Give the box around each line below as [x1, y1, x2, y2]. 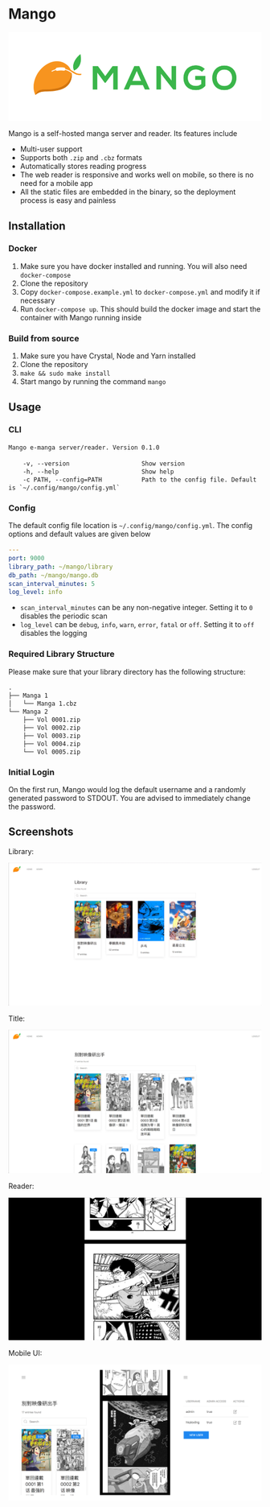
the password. [8, 802, 56, 811]
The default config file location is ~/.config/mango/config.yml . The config [8, 521, 253, 531]
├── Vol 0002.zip [22, 724, 81, 732]
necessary [19, 295, 55, 305]
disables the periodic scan [19, 611, 108, 621]
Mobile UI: [8, 1348, 43, 1358]
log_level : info [8, 588, 63, 597]
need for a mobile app [19, 179, 94, 188]
